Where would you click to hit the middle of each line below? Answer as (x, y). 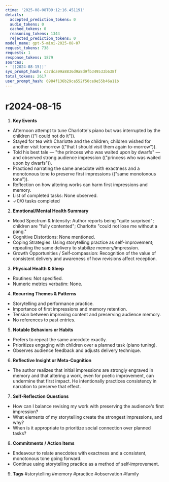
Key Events (25, 120)
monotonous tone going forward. (47, 458)
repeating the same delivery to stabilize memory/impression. (76, 247)
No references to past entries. (44, 320)
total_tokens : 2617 (26, 77)
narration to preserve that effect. (47, 386)
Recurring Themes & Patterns (44, 293)
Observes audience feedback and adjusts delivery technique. (77, 350)
